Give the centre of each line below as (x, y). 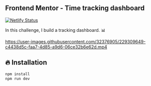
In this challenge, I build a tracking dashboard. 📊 (55, 30)
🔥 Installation (26, 62)
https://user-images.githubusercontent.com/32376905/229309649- (75, 41)
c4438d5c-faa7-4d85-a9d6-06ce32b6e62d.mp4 (56, 47)
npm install (17, 74)
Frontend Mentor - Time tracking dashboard (75, 8)
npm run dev (17, 79)
